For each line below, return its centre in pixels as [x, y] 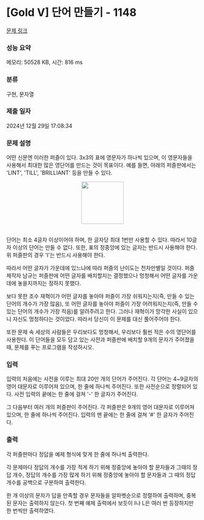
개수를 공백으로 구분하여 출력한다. [46, 482]
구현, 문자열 [20, 94]
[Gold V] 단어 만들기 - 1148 [72, 12]
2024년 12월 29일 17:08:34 [40, 126]
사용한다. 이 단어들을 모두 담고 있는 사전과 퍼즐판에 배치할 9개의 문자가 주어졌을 [100, 340]
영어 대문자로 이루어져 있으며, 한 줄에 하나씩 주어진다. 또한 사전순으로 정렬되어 [99, 386]
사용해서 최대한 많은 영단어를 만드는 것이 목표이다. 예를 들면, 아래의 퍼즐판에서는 [101, 165]
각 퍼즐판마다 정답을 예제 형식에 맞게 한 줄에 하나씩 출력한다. [78, 454]
